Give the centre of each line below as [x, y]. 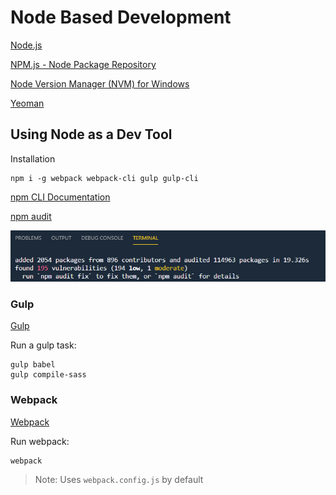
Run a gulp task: [43, 345]
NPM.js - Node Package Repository [83, 64]
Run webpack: [40, 441]
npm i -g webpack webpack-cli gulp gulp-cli [104, 178]
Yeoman [27, 103]
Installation [33, 158]
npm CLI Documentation [60, 197]
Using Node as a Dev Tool [91, 134]
